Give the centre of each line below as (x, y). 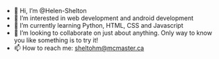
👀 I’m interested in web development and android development (104, 18)
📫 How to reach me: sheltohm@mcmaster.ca (79, 48)
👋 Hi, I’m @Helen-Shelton (50, 11)
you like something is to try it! (56, 40)
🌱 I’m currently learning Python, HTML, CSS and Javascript (98, 25)
